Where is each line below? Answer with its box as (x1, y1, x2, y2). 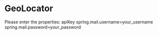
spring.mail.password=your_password (4, 24, 81, 30)
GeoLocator (4, 3, 53, 14)
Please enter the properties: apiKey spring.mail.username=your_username (4, 19, 154, 25)
